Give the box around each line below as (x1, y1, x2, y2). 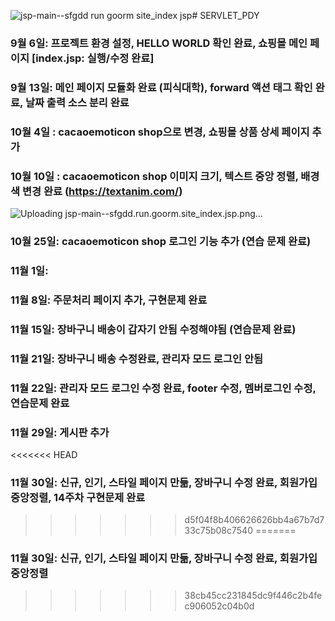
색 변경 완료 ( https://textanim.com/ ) (10, 184, 183, 198)
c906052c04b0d (184, 600, 255, 612)
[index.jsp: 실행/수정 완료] (31, 51, 155, 65)
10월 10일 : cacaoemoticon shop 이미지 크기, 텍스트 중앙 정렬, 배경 (10, 169, 320, 183)
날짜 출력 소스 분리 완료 (24, 95, 130, 109)
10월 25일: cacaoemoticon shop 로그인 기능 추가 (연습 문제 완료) (10, 234, 312, 248)
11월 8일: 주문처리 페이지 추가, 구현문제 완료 (10, 293, 208, 307)
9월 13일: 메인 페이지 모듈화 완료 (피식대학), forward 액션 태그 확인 (10, 80, 313, 94)
